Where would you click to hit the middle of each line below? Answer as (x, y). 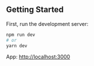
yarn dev (17, 46)
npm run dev (21, 35)
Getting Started (35, 10)
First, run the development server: (47, 24)
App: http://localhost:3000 (38, 57)
